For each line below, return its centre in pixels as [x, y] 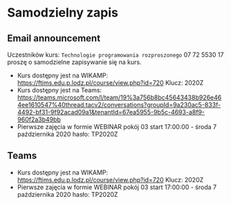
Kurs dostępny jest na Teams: [59, 90]
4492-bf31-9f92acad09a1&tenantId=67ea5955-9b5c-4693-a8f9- [111, 112]
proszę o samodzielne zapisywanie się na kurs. [74, 62]
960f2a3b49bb [39, 119]
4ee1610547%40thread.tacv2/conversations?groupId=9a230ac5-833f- [119, 105]
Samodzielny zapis [63, 13]
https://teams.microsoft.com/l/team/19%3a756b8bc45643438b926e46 [119, 97]
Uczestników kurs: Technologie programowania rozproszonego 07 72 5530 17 [115, 55]
